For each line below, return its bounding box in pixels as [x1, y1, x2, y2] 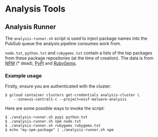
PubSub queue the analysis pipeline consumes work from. [5, 41, 121, 46]
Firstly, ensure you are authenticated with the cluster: [5, 83, 111, 89]
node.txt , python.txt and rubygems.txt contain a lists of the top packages [5, 50, 153, 56]
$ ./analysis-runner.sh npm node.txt [5, 119, 81, 124]
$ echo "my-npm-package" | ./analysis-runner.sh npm [5, 127, 114, 133]
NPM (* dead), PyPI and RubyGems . [5, 61, 77, 66]
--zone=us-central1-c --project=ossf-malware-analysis [14, 97, 127, 102]
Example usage [5, 72, 42, 79]
